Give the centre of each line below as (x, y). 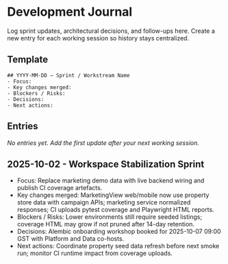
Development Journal (70, 12)
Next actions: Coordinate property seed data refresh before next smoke (118, 246)
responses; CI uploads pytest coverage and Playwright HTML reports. (115, 210)
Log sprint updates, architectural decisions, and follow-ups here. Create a (111, 31)
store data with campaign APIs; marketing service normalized (104, 202)
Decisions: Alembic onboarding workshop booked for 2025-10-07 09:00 (119, 232)
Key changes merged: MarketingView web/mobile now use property (113, 195)
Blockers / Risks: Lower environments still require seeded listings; (110, 217)
